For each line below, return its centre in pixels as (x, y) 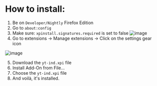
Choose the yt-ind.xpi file (39, 73)
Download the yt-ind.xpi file (42, 62)
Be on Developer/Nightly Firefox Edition (53, 23)
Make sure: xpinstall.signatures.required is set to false (70, 33)
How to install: (35, 9)
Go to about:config (32, 28)
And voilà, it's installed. (36, 78)
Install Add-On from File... (39, 68)
